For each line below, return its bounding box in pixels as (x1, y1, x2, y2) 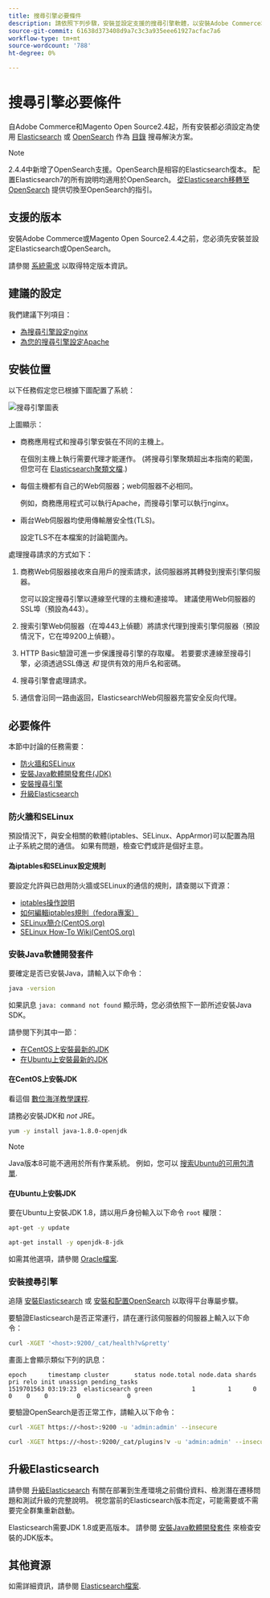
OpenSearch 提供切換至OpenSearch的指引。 (8, 185, 157, 194)
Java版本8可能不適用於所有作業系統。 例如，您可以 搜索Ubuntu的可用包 (8, 1158, 247, 1167)
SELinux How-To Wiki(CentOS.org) (19, 926, 135, 936)
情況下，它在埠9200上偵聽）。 (19, 631, 119, 641)
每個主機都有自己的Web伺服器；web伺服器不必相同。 (19, 481, 198, 491)
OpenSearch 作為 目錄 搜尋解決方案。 (72, 131, 198, 141)
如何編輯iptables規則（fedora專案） (19, 908, 139, 918)
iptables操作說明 (19, 897, 75, 907)
